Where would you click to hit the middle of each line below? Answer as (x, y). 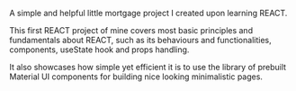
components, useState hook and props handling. (99, 50)
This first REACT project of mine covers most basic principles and (131, 30)
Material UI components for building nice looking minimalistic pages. (136, 77)
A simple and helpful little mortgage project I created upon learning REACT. (148, 13)
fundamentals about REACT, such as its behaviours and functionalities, (140, 40)
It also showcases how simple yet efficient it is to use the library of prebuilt (148, 67)
